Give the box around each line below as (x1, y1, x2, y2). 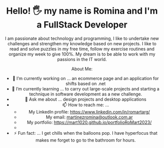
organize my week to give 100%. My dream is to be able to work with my (8, 51, 156, 57)
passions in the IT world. (57, 56, 107, 62)
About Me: (71, 66, 93, 72)
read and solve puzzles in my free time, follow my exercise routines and (9, 46, 155, 52)
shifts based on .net (65, 81, 106, 87)
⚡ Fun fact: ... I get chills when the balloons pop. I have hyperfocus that (14, 130, 158, 136)
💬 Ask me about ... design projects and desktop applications (25, 96, 147, 102)
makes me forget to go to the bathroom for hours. (35, 137, 136, 143)
